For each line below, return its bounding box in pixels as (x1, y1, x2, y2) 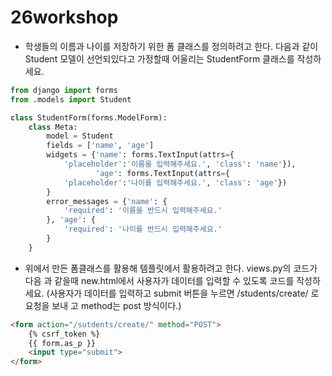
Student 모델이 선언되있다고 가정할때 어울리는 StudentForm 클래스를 (24, 52, 295, 65)
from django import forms (10, 85, 118, 95)
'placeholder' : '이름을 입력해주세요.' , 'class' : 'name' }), (63, 159, 297, 170)
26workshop (10, 6, 119, 29)
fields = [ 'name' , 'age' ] (46, 141, 155, 151)
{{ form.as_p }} (28, 338, 97, 348)
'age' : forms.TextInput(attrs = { (95, 168, 230, 178)
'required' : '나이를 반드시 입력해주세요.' (63, 224, 223, 235)
